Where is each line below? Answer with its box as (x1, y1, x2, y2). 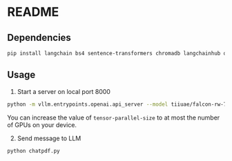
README (7, 4, 59, 20)
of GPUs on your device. (7, 120, 77, 129)
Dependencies (7, 32, 71, 44)
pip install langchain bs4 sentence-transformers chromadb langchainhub (7, 50, 221, 57)
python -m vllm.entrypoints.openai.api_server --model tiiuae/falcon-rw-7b (7, 101, 230, 108)
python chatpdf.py (7, 147, 60, 154)
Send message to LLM (17, 134, 81, 142)
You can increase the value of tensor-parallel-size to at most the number (7, 113, 220, 122)
